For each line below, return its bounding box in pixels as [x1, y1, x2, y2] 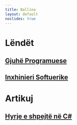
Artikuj [5, 93, 33, 104]
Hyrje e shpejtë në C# [5, 112, 72, 120]
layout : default [5, 12, 38, 17]
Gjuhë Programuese [5, 57, 67, 65]
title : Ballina [5, 7, 36, 12]
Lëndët [5, 37, 34, 48]
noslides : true [5, 16, 36, 21]
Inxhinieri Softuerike [5, 73, 68, 82]
